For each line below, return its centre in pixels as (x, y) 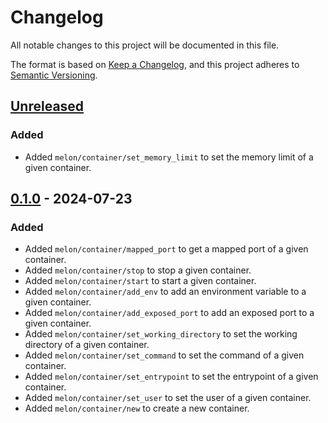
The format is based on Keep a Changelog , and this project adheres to (155, 64)
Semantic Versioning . (54, 75)
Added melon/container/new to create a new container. (137, 408)
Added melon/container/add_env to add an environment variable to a (165, 292)
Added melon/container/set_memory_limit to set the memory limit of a (169, 157)
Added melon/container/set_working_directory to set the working (161, 334)
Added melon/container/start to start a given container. (140, 281)
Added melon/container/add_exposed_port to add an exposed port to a (169, 313)
